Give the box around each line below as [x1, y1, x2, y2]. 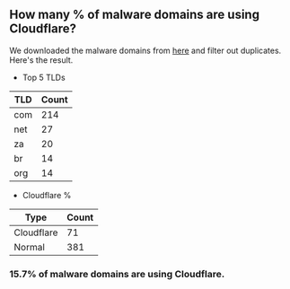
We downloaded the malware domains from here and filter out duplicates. [9, 45, 282, 56]
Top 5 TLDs [22, 72, 66, 83]
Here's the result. [9, 54, 74, 66]
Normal [13, 241, 45, 253]
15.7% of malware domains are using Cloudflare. [9, 267, 225, 280]
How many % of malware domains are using [9, 7, 260, 22]
